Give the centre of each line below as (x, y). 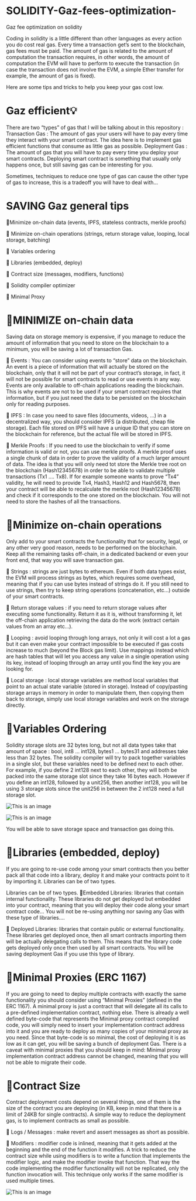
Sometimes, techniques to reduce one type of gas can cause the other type (97, 176)
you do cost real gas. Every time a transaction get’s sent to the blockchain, (96, 45)
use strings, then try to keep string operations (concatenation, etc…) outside (98, 590)
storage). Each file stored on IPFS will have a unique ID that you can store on (98, 428)
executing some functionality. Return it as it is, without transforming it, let (94, 614)
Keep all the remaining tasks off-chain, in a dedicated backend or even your (97, 554)
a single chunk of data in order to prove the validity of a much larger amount (98, 458)
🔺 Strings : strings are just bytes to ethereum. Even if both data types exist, (96, 571)
